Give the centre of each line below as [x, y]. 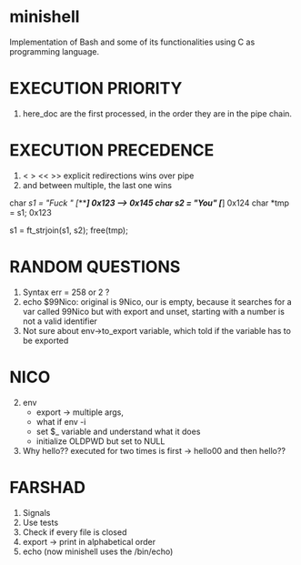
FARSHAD [48, 487]
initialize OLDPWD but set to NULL [100, 441]
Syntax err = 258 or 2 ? [66, 292]
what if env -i [61, 421]
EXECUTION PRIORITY [96, 89]
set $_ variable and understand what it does [118, 431]
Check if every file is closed [75, 532]
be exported [45, 340]
